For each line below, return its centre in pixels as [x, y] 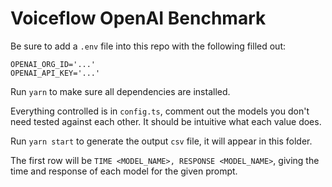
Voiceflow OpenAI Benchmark [138, 18]
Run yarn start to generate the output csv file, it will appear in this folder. [161, 141]
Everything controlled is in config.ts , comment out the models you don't [160, 111]
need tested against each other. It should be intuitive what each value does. [166, 121]
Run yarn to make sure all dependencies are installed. [120, 91]
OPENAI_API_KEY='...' [55, 73]
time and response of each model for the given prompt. [124, 171]
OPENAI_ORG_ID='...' [53, 64]
